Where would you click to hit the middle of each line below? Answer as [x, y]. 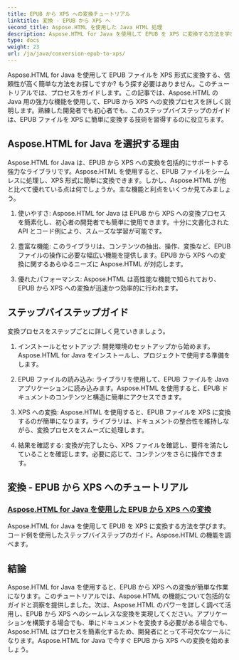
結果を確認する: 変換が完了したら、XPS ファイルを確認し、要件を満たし [123, 445]
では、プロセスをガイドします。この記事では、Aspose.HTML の [125, 93]
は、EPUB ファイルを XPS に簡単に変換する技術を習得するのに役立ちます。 [117, 119]
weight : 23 [23, 47]
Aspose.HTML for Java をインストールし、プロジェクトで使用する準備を [124, 355]
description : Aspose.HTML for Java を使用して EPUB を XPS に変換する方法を [116, 34]
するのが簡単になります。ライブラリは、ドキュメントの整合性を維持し [120, 421]
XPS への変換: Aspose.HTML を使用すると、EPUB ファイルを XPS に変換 [124, 412]
